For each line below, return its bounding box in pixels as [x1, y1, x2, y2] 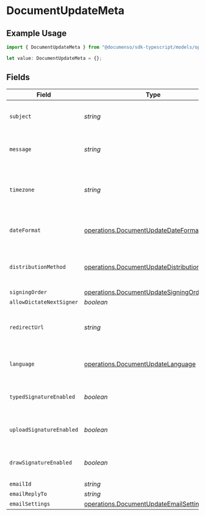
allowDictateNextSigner [9, 298, 79, 306]
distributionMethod [9, 264, 66, 270]
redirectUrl [9, 323, 45, 331]
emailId [9, 481, 32, 487]
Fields [6, 72, 31, 83]
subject [9, 112, 32, 120]
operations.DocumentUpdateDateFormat [84, 226, 201, 234]
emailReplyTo [9, 490, 48, 497]
